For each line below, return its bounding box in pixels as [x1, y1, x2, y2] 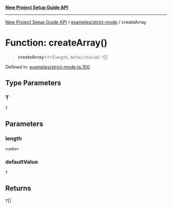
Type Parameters [5, 79, 61, 88]
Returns [5, 184, 32, 193]
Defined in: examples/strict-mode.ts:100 [5, 64, 90, 70]
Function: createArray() [5, 37, 107, 49]
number [5, 147, 19, 152]
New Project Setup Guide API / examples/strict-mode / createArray [5, 19, 147, 25]
